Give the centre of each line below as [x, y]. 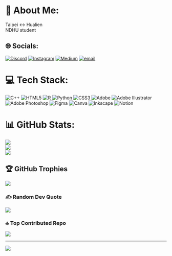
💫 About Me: [32, 10]
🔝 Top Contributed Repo [36, 223]
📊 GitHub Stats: [40, 124]
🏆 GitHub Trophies [37, 169]
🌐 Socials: [22, 46]
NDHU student [21, 30]
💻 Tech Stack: [37, 80]
